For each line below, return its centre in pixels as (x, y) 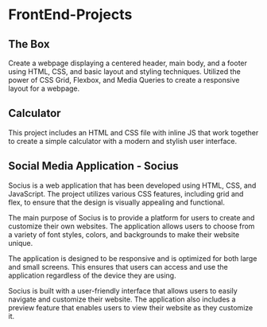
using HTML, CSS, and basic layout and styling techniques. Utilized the (124, 72)
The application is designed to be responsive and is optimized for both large (133, 258)
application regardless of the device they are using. (92, 275)
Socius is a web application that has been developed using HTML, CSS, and (132, 185)
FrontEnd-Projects (70, 15)
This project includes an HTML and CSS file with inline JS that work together (133, 132)
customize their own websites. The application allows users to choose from (132, 226)
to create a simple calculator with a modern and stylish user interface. (122, 141)
